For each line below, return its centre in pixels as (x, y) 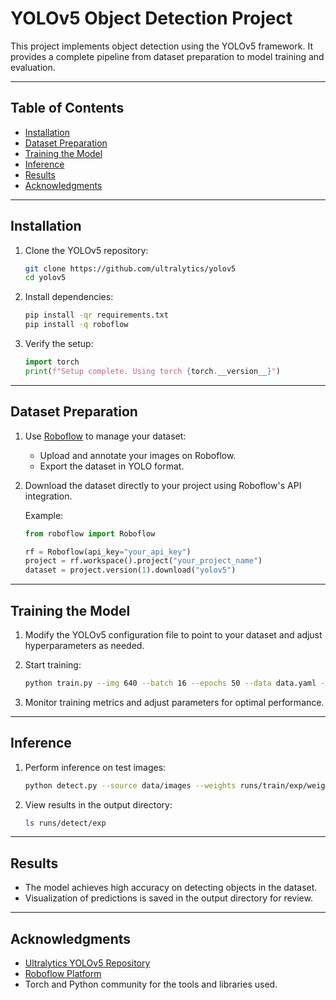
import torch (52, 362)
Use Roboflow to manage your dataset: (105, 436)
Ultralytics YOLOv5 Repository (87, 963)
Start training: (53, 664)
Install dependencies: (69, 297)
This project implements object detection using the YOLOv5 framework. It (161, 46)
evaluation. (33, 67)
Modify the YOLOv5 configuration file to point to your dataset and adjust (173, 634)
